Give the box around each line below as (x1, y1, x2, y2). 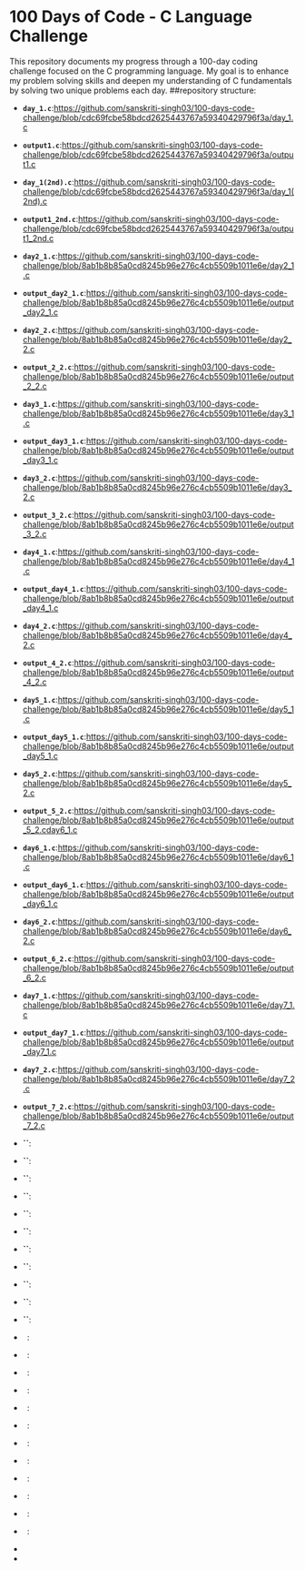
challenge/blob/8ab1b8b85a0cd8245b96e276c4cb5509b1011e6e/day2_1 (22, 259, 295, 270)
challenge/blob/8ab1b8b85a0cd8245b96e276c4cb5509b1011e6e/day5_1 (22, 704, 295, 714)
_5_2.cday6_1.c (22, 824, 78, 835)
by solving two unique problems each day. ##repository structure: (9, 85, 257, 96)
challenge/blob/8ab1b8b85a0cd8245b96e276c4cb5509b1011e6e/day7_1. (22, 999, 295, 1010)
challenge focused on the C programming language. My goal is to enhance (9, 66, 289, 76)
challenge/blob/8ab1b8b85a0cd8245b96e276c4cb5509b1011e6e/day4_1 (22, 555, 295, 566)
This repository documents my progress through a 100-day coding (9, 56, 259, 66)
